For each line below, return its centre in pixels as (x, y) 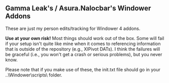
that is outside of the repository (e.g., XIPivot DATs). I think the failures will (83, 49)
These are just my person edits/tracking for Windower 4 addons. (73, 28)
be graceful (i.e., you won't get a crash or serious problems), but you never (84, 54)
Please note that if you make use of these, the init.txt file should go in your (83, 69)
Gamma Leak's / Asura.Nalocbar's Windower (78, 8)
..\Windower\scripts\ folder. (34, 75)
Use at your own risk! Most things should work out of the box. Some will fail (85, 38)
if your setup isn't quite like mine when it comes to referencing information (83, 44)
